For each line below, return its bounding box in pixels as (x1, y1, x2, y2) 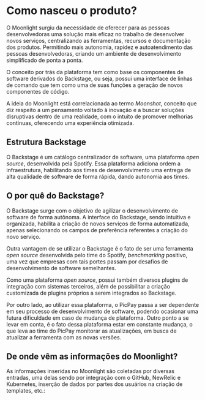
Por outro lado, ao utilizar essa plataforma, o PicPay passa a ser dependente (6, 301, 199, 308)
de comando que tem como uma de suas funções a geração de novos (6, 81, 184, 89)
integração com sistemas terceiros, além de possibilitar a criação (6, 282, 170, 290)
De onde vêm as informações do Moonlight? (6, 351, 178, 361)
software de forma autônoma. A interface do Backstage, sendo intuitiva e (6, 213, 191, 221)
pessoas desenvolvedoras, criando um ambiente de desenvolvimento (6, 50, 182, 57)
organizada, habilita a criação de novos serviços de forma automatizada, (6, 220, 190, 227)
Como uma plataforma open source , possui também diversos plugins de (6, 276, 188, 284)
